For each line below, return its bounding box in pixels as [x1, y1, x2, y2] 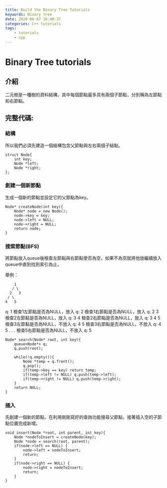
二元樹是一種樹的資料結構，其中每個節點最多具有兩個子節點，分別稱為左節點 [5, 92, 162, 98]
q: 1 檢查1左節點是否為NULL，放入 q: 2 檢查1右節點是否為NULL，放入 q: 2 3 [5, 309, 159, 315]
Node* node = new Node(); [14, 209, 68, 214]
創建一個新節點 [5, 182, 41, 189]
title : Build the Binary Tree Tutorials [5, 7, 90, 12]
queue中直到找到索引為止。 [5, 261, 62, 267]
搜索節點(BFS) [5, 243, 39, 249]
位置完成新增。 [9, 420, 40, 426]
